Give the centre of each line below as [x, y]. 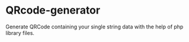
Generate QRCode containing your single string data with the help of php [94, 27]
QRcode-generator [53, 10]
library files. [20, 33]
